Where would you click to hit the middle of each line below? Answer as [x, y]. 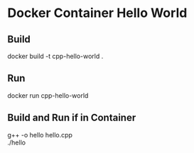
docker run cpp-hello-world [48, 95]
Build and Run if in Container [72, 118]
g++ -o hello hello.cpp [40, 135]
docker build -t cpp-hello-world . [55, 56]
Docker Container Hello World [97, 13]
